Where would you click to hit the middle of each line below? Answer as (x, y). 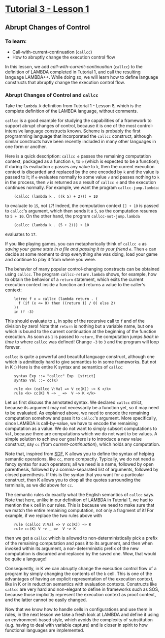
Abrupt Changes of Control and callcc (52, 95)
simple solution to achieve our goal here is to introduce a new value (73, 439)
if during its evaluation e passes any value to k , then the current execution (80, 167)
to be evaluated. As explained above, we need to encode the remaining (77, 413)
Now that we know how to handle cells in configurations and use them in (79, 609)
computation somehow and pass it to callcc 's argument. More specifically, (81, 418)
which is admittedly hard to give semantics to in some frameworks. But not (81, 362)
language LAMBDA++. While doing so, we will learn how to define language (82, 77)
